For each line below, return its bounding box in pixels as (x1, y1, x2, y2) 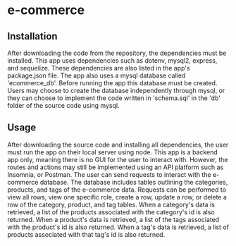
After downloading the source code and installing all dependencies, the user (7, 140, 229, 149)
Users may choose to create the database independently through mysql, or (7, 87, 225, 94)
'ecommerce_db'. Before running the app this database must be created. (7, 79, 218, 87)
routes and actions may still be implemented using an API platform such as (7, 163, 224, 171)
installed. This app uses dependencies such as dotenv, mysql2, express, (7, 56, 218, 65)
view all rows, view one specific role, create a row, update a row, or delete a (7, 192, 228, 201)
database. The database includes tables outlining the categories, (39, 178, 228, 186)
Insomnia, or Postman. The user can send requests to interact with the (7, 170, 211, 178)
